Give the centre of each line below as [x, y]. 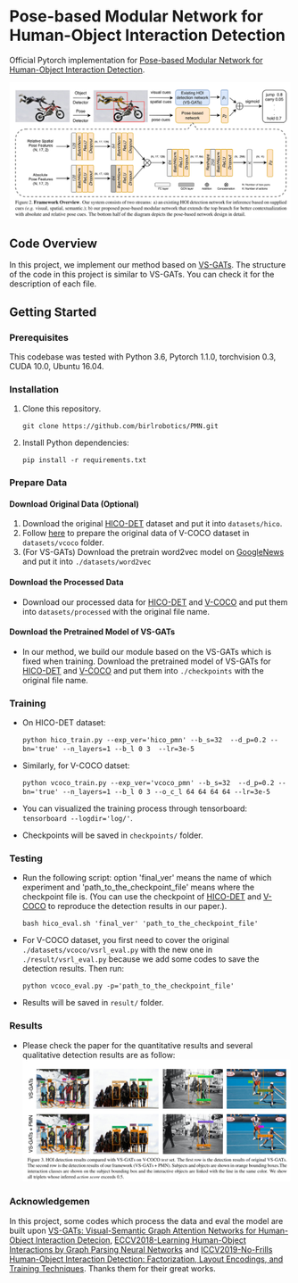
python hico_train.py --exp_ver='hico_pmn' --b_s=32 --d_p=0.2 [144, 741]
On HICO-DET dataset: [64, 723]
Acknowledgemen [50, 1202]
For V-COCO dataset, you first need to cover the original [125, 940]
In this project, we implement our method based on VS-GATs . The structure [148, 265]
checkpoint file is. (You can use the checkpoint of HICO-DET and [141, 897]
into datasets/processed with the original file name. [116, 611]
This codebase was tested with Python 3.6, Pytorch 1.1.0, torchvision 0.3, [143, 357]
